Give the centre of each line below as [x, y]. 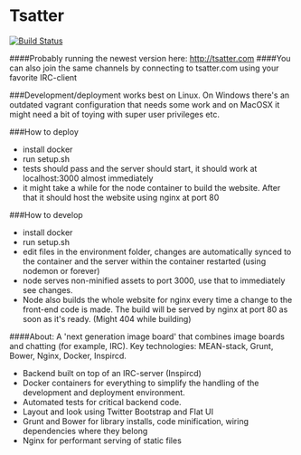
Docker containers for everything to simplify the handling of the [141, 383]
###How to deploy [44, 131]
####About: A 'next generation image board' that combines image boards [147, 337]
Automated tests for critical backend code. [102, 402]
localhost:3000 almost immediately [88, 178]
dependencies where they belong [85, 431]
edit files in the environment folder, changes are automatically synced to [157, 251]
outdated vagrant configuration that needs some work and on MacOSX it [145, 104]
